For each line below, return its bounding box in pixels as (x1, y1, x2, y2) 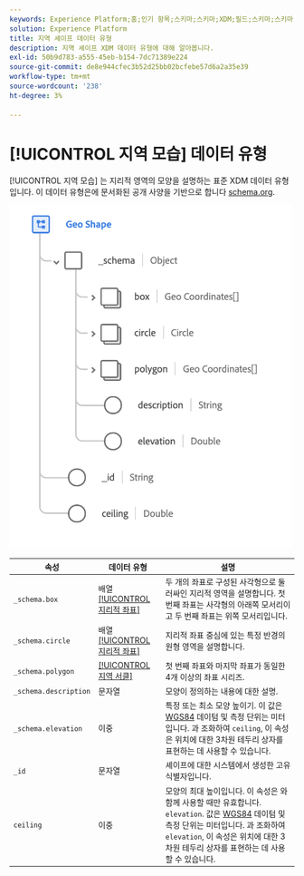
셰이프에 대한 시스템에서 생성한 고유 (165, 760, 291, 771)
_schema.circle (13, 637, 71, 646)
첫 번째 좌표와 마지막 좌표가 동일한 (165, 660, 286, 671)
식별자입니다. (165, 771, 212, 782)
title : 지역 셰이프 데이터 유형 (9, 34, 112, 43)
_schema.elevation (13, 724, 83, 734)
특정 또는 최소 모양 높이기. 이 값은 (165, 700, 283, 711)
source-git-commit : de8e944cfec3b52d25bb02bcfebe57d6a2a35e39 (9, 63, 249, 72)
